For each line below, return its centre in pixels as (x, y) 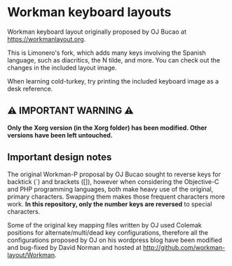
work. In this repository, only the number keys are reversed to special (110, 204)
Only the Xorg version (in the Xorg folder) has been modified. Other (107, 128)
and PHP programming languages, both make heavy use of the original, (110, 189)
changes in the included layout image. (62, 67)
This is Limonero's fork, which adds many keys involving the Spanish (107, 53)
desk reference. (30, 88)
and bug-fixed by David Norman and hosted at (74, 247)
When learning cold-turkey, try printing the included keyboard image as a (113, 81)
